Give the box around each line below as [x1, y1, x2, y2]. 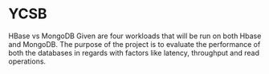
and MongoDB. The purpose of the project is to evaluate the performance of [8, 39, 261, 49]
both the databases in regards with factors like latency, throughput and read [8, 48, 259, 57]
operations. [8, 56, 47, 66]
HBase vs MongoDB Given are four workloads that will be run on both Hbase [8, 31, 262, 41]
